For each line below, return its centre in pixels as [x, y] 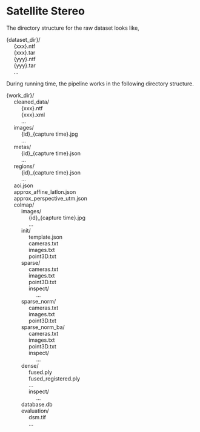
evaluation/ [35, 411]
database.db [37, 404]
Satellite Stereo [45, 11]
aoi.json [23, 185]
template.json [45, 237]
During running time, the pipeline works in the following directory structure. [100, 84]
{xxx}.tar [25, 52]
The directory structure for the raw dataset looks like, [73, 28]
